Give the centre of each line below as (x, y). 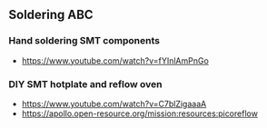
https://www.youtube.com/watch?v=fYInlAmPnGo (115, 60)
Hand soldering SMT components (84, 41)
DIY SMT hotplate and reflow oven (85, 84)
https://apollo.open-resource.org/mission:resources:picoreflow (139, 113)
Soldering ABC (51, 15)
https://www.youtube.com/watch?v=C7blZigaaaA (114, 103)
